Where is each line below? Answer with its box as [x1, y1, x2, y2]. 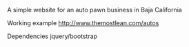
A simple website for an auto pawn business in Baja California [7, 6, 183, 14]
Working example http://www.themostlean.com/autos [7, 19, 159, 27]
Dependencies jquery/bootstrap [7, 32, 98, 40]
